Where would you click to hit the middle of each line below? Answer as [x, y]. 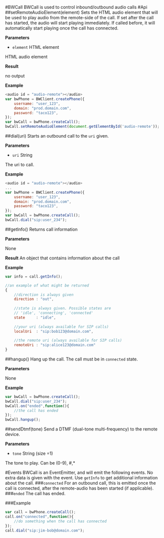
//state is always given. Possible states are [63, 308]
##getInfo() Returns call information [41, 229]
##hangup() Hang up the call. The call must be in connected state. [72, 359]
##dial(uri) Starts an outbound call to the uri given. [57, 136]
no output [15, 76]
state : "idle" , [35, 318]
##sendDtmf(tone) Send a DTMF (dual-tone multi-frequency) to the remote [81, 429]
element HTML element [35, 47]
